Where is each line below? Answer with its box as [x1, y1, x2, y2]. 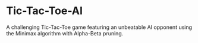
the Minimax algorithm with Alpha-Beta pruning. [6, 29, 124, 37]
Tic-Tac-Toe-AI [6, 4, 83, 18]
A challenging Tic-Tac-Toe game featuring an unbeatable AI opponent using [6, 24, 192, 31]
